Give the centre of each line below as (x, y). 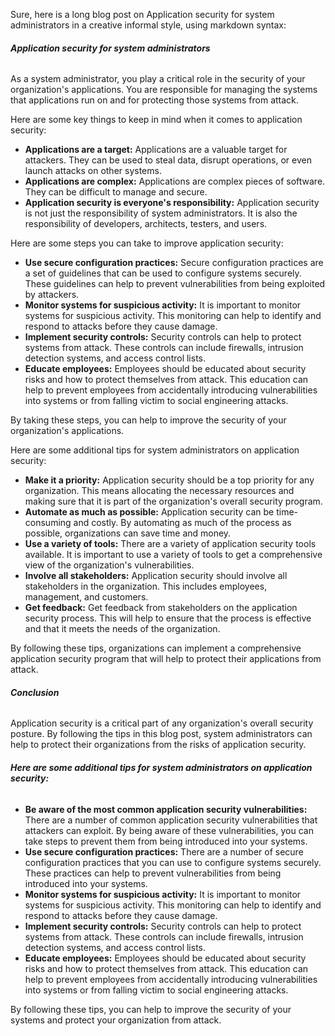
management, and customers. (86, 597)
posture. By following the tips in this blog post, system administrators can (161, 734)
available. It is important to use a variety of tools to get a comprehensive (173, 555)
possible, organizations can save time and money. (128, 533)
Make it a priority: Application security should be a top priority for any (169, 480)
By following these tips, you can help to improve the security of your (151, 1009)
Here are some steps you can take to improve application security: (147, 243)
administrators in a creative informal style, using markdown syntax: (148, 25)
